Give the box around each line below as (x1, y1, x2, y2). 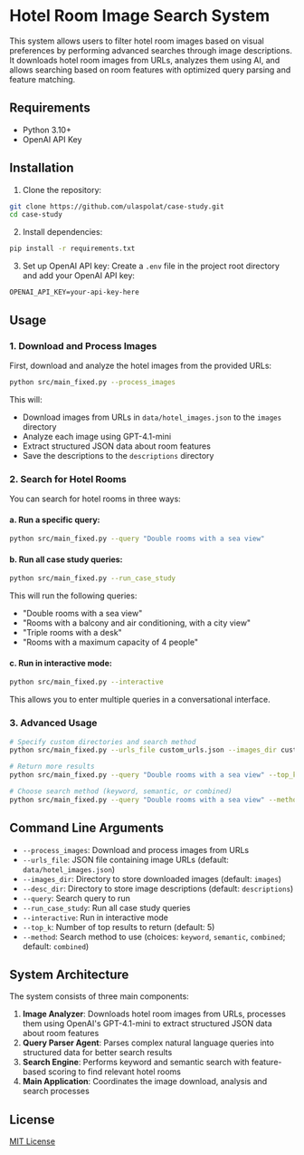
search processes (22, 1085, 90, 1097)
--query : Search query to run (22, 892, 131, 903)
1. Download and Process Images (9, 339, 157, 352)
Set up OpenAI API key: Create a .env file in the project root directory (22, 260, 280, 272)
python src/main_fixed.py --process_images (9, 377, 176, 386)
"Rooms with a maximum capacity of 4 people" (22, 636, 199, 648)
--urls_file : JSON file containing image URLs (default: (22, 854, 229, 865)
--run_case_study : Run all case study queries (22, 902, 191, 913)
